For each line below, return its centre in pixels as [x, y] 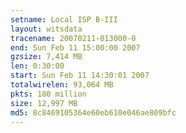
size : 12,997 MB [44, 103]
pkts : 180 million [48, 94]
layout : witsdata [46, 29]
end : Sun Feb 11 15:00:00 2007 [75, 47]
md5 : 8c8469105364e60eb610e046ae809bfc [93, 112]
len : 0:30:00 [37, 66]
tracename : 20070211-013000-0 [73, 38]
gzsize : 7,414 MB [46, 57]
